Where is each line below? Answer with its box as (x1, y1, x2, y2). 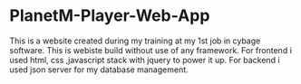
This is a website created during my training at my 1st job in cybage (9, 35, 261, 46)
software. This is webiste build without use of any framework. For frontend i (9, 44, 293, 55)
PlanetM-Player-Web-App (9, 5, 210, 26)
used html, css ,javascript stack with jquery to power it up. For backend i (9, 54, 280, 65)
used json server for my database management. (9, 64, 189, 75)
